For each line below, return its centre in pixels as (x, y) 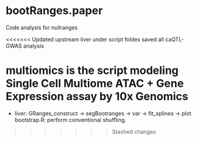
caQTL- (175, 39)
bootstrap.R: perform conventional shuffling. (70, 120)
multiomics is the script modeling (92, 70)
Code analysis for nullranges (42, 27)
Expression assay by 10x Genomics (97, 97)
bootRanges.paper (54, 11)
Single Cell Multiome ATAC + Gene (95, 84)
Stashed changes (134, 131)
